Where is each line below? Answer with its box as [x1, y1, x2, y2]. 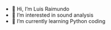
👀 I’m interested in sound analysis [11, 12, 94, 18]
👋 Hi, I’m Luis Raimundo [11, 6, 70, 12]
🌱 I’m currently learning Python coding [11, 18, 106, 24]
